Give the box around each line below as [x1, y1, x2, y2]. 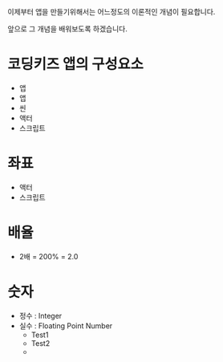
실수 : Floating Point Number [18, 320, 113, 331]
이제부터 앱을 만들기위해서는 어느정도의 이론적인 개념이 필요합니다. [7, 7, 216, 16]
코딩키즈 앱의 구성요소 [7, 55, 144, 74]
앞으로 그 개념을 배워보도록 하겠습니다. [7, 24, 128, 34]
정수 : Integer [18, 311, 63, 320]
